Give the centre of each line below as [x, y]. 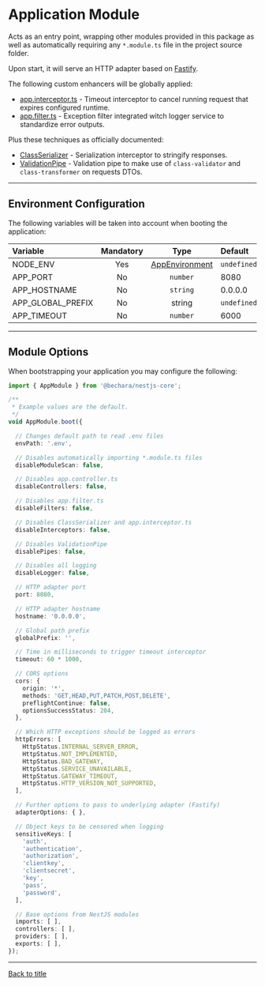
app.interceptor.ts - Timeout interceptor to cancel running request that [134, 99]
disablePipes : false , [51, 551]
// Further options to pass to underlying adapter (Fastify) [118, 805]
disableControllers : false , [62, 487]
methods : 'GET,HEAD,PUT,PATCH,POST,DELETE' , [97, 696]
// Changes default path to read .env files [90, 436]
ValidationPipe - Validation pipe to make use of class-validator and [130, 163]
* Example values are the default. [70, 407]
